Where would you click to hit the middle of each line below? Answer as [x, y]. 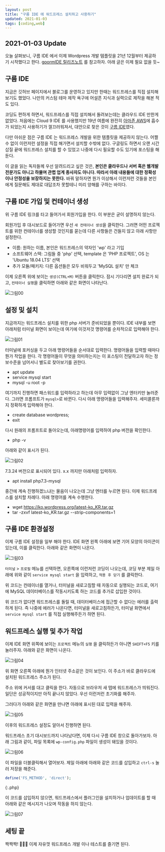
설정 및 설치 [22, 310]
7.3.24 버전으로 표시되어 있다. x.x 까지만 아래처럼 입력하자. [61, 471]
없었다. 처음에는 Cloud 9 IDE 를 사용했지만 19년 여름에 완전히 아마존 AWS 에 [78, 121]
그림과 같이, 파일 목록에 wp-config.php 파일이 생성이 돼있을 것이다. [74, 742]
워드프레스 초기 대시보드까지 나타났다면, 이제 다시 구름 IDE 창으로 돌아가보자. [79, 735]
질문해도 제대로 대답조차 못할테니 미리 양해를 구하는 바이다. [70, 184]
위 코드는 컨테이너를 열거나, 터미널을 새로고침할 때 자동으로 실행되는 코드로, [77, 585]
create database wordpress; [41, 415]
